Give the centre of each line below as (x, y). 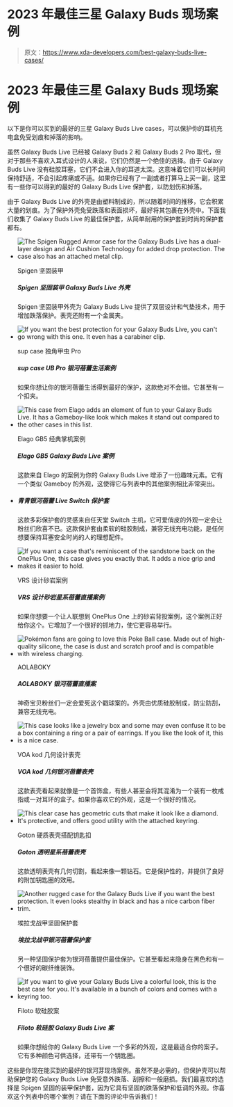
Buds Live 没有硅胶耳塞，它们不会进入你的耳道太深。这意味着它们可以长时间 (116, 169)
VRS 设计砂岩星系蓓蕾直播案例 (61, 597)
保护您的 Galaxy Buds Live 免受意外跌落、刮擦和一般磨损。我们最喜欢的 (115, 1078)
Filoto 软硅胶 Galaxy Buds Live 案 (66, 1028)
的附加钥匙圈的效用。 (48, 879)
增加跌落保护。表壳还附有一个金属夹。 (72, 315)
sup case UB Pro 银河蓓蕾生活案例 (67, 368)
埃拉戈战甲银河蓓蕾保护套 (54, 940)
